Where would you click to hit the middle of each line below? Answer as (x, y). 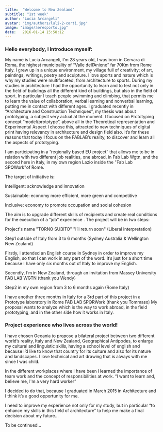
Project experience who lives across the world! (61, 325)
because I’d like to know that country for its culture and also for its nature (78, 351)
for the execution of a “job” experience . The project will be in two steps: (77, 220)
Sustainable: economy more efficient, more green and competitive (71, 196)
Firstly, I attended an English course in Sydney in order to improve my (74, 253)
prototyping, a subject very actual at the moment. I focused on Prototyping (80, 117)
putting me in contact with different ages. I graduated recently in (69, 106)
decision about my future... (32, 415)
